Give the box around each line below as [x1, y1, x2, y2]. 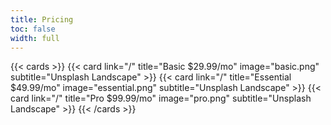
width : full [10, 33, 60, 43]
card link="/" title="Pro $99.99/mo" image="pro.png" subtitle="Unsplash [10, 92, 312, 105]
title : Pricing [10, 14, 74, 25]
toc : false [10, 24, 56, 34]
